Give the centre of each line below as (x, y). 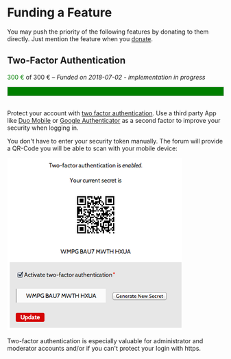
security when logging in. (43, 128)
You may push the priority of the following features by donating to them (108, 32)
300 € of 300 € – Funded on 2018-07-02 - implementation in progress (106, 77)
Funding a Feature (60, 13)
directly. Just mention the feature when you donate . (80, 38)
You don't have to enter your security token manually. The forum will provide (115, 141)
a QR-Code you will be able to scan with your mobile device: (93, 148)
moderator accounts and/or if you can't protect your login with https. (104, 348)
